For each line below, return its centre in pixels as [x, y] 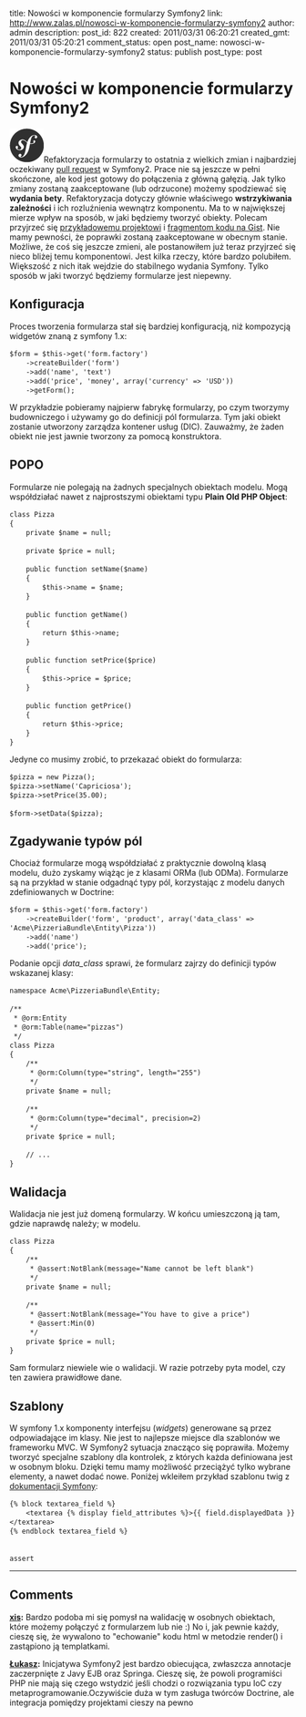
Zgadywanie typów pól [76, 841]
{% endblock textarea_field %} [69, 1531]
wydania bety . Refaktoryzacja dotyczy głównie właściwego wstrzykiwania [151, 198]
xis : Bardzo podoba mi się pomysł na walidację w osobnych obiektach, [143, 1617]
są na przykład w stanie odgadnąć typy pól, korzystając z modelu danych [147, 882]
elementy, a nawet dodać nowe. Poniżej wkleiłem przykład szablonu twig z [149, 1476]
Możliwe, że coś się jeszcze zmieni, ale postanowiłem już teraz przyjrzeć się [153, 246]
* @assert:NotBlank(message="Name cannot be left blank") [142, 1269]
